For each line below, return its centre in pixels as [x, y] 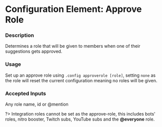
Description [20, 35]
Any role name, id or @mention [37, 104]
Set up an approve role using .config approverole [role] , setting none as [81, 75]
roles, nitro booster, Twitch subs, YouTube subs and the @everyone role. [80, 119]
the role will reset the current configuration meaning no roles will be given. [81, 80]
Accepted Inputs [26, 93]
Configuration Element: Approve [74, 9]
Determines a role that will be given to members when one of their [73, 46]
